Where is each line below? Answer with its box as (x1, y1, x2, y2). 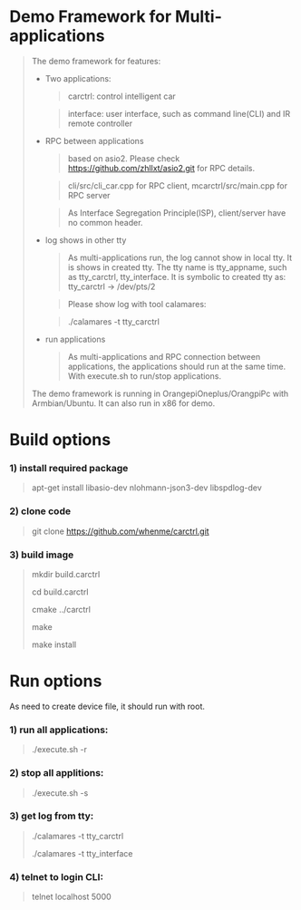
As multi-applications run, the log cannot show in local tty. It (67, 252, 293, 263)
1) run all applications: (9, 723, 109, 736)
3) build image (9, 548, 74, 561)
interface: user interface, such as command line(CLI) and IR (67, 108, 291, 119)
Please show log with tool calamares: (67, 298, 207, 309)
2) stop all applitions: (9, 767, 104, 779)
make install (31, 639, 77, 650)
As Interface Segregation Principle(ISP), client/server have (67, 207, 286, 218)
